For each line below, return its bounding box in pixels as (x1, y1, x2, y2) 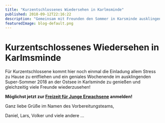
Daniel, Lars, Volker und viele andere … (5, 113, 84, 119)
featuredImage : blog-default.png (5, 21, 74, 26)
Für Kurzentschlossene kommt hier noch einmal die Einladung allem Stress (5, 69, 156, 74)
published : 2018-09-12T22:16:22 (5, 12, 71, 17)
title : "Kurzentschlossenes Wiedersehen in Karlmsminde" (5, 7, 124, 12)
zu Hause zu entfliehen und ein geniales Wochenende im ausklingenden (5, 74, 151, 80)
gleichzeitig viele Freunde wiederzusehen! (5, 84, 91, 90)
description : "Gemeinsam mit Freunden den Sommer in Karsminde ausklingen (5, 16, 162, 21)
